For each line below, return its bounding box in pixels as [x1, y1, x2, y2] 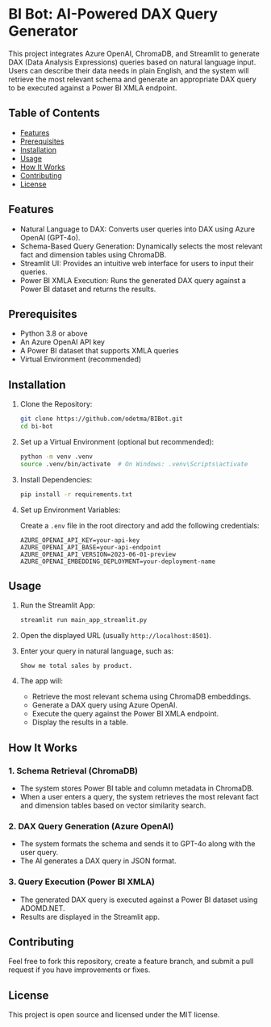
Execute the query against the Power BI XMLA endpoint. [31, 709, 219, 719]
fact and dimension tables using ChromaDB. [19, 249, 167, 259]
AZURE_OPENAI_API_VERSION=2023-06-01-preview [19, 550, 176, 558]
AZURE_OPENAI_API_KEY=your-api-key [19, 536, 140, 545]
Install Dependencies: [19, 474, 93, 484]
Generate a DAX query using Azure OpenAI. [31, 700, 178, 710]
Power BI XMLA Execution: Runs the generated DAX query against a [19, 275, 246, 285]
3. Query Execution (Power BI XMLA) [8, 876, 156, 887]
